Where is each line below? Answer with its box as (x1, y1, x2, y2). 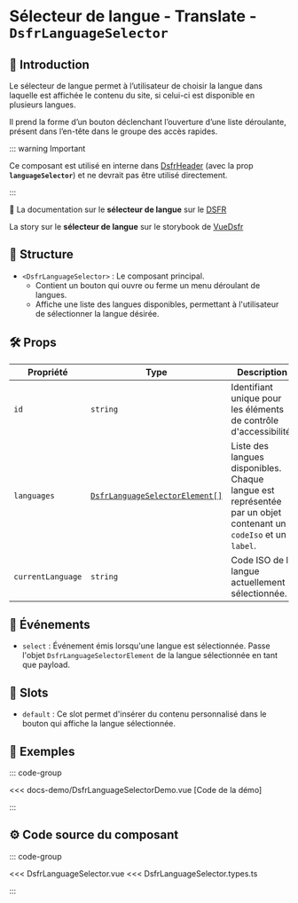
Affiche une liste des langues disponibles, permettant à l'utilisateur (35, 299, 279, 310)
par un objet (231, 506, 282, 518)
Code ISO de (231, 554, 285, 566)
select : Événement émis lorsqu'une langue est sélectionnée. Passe (21, 640, 271, 651)
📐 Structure (9, 247, 74, 263)
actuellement (231, 576, 286, 588)
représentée (231, 495, 282, 507)
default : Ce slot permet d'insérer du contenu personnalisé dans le (21, 709, 268, 719)
